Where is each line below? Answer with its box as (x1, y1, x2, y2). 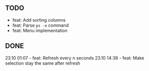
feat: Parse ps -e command (12, 22, 69, 28)
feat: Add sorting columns (12, 17, 66, 23)
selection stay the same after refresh (5, 60, 80, 66)
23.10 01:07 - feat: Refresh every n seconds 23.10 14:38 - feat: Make (5, 55, 145, 61)
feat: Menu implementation (12, 27, 68, 34)
